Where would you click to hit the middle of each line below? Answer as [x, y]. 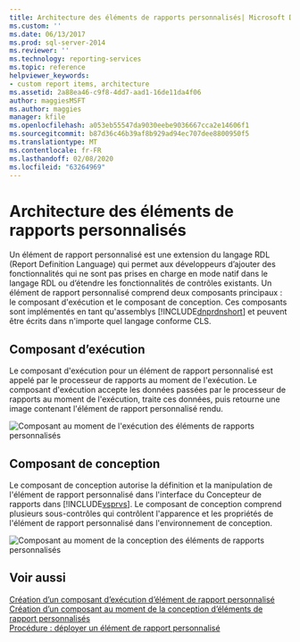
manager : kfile [37, 117]
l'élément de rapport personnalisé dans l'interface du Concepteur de [135, 494]
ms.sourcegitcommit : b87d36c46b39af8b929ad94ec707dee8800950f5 [129, 134]
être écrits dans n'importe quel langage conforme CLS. [110, 321]
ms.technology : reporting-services [75, 59]
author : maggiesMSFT [48, 100]
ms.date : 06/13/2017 [48, 34]
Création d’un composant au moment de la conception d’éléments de [136, 609]
